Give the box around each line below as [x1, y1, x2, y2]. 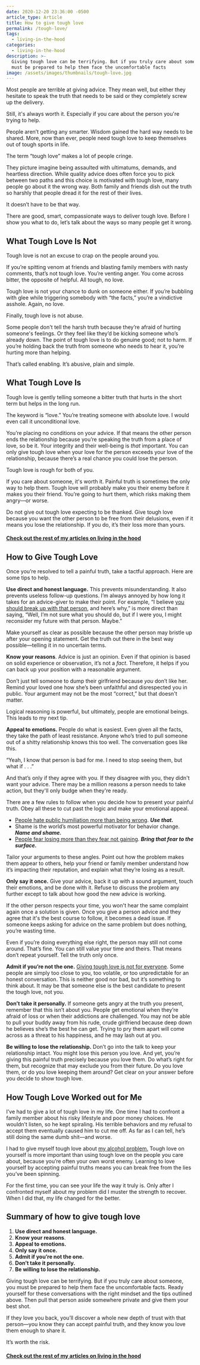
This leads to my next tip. [6, 714, 68, 722]
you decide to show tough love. [6, 1075, 83, 1082]
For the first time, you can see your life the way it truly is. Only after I [6, 1182, 174, 1189]
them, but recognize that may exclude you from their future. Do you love [6, 1063, 183, 1070]
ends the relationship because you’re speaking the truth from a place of [6, 436, 182, 443]
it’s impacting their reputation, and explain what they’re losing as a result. [6, 866, 185, 873]
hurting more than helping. [6, 349, 71, 356]
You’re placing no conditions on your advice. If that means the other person [6, 429, 192, 436]
